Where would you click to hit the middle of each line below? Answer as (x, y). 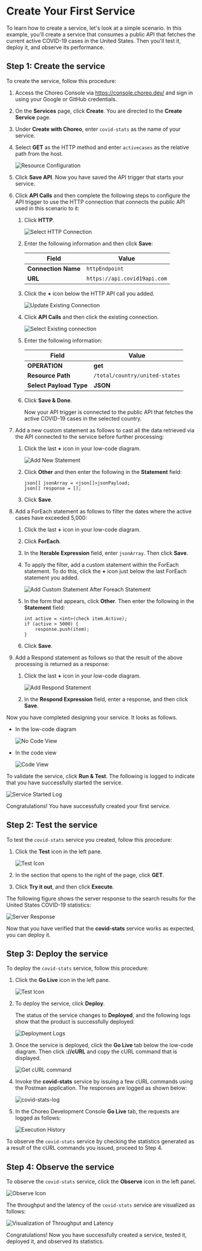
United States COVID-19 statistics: (49, 905)
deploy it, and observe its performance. (55, 47)
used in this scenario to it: (47, 208)
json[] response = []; (53, 488)
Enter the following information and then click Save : (88, 243)
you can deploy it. (29, 935)
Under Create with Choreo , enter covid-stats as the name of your (98, 129)
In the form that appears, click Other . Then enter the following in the (109, 601)
